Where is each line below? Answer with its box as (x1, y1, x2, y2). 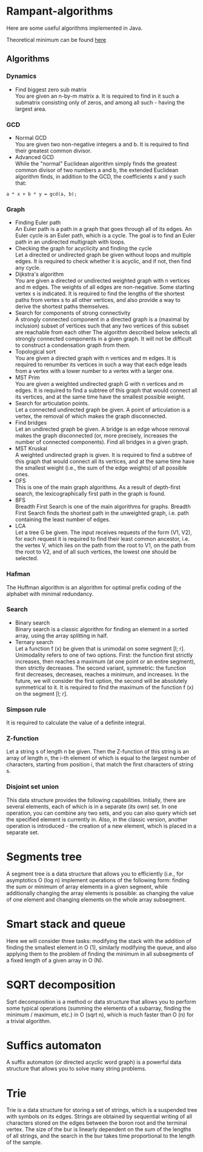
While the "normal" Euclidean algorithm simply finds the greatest (15, 160, 177, 167)
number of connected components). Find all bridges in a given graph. (15, 439, 189, 446)
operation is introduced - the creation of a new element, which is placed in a (6, 822, 197, 829)
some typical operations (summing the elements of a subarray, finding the (6, 1004, 191, 1012)
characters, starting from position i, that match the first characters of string (6, 761, 194, 768)
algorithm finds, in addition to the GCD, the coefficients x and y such (15, 173, 186, 180)
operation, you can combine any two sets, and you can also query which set (6, 809, 197, 817)
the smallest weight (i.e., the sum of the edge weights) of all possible (15, 464, 187, 471)
